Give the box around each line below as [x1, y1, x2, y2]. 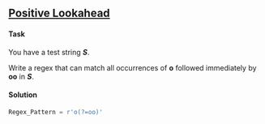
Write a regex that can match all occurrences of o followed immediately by [8, 62, 257, 72]
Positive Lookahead [8, 6, 111, 20]
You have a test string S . [8, 47, 90, 57]
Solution [8, 90, 38, 100]
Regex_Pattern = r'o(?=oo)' [8, 108, 104, 116]
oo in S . [8, 71, 34, 81]
